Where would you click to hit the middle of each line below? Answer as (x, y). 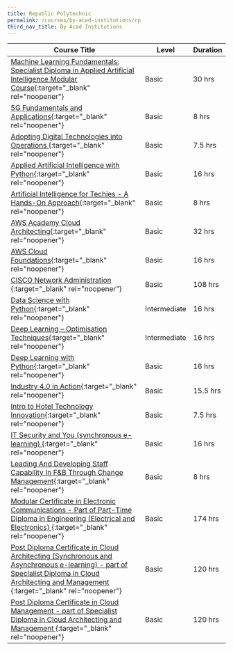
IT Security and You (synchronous (66, 435)
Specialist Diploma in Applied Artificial (72, 70)
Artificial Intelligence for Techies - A (70, 194)
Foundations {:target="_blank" (59, 260)
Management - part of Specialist (64, 611)
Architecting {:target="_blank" (59, 232)
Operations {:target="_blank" (58, 146)
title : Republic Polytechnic (49, 14)
